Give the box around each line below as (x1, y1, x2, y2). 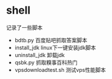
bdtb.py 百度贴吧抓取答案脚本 (14, 36, 88, 43)
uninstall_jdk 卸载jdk (14, 51, 65, 58)
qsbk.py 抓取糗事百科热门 (14, 59, 78, 66)
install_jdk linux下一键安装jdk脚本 (14, 44, 97, 51)
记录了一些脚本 (6, 24, 43, 31)
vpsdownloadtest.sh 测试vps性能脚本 (14, 66, 106, 73)
